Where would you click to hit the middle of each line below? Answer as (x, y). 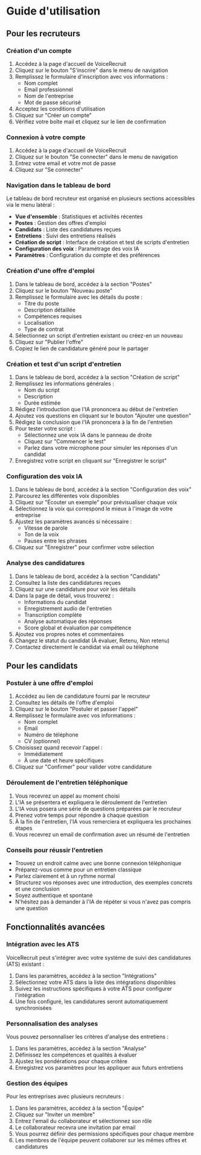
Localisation (39, 322)
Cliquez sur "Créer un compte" (53, 115)
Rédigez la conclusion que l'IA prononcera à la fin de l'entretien (94, 422)
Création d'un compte (39, 51)
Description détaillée (49, 310)
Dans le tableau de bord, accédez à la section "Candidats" (88, 576)
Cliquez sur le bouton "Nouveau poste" (64, 290)
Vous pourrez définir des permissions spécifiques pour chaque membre (104, 1134)
